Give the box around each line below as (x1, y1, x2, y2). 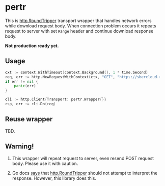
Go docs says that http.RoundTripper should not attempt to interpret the (12, 170, 158, 176)
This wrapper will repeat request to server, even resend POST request (12, 155, 154, 161)
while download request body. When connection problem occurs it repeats (5, 23, 156, 28)
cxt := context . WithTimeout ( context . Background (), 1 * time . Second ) (5, 70, 148, 75)
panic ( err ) (14, 84, 36, 89)
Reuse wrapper (5, 115, 53, 123)
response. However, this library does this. (12, 175, 97, 181)
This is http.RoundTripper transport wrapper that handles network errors (5, 18, 152, 23)
